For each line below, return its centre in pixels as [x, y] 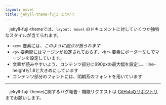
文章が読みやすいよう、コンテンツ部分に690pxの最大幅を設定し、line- [84, 64]
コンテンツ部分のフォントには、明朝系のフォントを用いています [77, 76]
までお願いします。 [24, 98]
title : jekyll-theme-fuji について [40, 14]
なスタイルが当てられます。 [33, 35]
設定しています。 [47, 58]
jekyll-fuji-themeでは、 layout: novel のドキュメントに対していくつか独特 [84, 29]
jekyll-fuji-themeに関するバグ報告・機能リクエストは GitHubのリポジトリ [83, 91]
